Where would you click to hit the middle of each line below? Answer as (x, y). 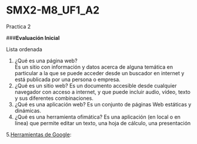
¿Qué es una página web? (46, 61)
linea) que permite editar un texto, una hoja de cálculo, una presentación (103, 123)
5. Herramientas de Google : (39, 134)
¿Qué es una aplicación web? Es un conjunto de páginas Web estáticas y (103, 104)
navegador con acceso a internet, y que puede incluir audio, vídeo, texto (103, 92)
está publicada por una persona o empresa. (67, 79)
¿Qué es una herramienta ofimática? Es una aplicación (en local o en (98, 117)
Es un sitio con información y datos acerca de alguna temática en (94, 67)
